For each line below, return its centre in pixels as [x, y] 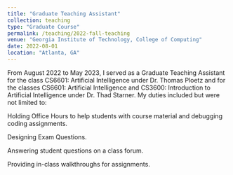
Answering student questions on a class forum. [75, 150]
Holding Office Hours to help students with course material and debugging [115, 115]
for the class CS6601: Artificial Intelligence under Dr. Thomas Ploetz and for [116, 80]
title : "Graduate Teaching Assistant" [64, 14]
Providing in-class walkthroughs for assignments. [79, 164]
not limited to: [27, 102]
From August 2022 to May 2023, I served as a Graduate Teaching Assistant [116, 72]
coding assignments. [38, 123]
